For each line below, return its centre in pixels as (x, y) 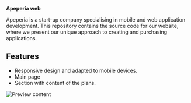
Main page (27, 77)
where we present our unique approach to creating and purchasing (87, 32)
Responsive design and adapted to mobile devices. (76, 70)
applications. (21, 38)
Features (22, 57)
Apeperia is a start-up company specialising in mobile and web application (96, 19)
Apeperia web (23, 8)
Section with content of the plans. (55, 83)
